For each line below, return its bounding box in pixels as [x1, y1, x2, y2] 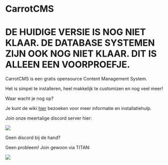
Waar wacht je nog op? [5, 95, 54, 102]
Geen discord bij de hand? [5, 134, 61, 141]
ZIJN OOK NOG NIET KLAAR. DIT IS [5, 48, 157, 60]
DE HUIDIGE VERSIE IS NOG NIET [5, 26, 147, 38]
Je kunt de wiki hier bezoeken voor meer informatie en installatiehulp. [5, 105, 152, 112]
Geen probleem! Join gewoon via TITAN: [5, 145, 91, 151]
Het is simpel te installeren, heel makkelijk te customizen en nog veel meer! [5, 86, 163, 92]
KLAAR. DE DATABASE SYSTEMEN [5, 37, 155, 49]
